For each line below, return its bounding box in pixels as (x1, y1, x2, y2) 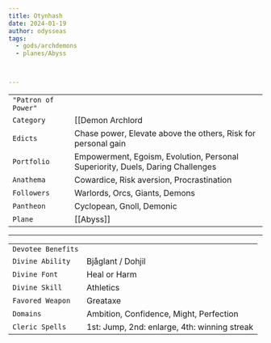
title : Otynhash (8, 11, 63, 20)
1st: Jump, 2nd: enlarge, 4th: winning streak (85, 321, 254, 332)
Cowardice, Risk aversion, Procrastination (73, 175, 232, 185)
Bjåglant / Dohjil (85, 256, 147, 267)
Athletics (85, 282, 120, 293)
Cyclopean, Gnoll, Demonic (73, 201, 177, 211)
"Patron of (12, 95, 54, 104)
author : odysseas (8, 27, 67, 35)
